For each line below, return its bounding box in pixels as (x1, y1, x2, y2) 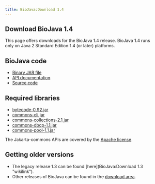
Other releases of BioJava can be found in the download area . (12, 173, 136, 179)
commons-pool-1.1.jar (12, 127, 56, 133)
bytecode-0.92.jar (12, 107, 48, 113)
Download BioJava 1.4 (5, 25, 74, 33)
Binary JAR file (12, 70, 42, 75)
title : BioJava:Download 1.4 (5, 7, 64, 12)
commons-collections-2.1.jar (12, 117, 69, 123)
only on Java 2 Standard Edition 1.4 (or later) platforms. (5, 43, 115, 49)
